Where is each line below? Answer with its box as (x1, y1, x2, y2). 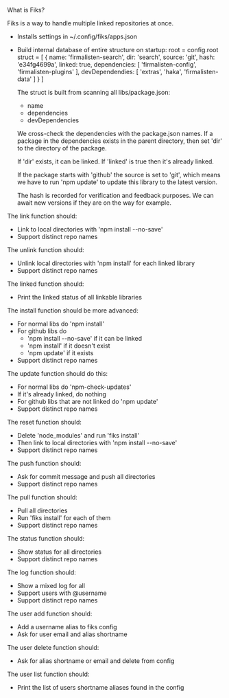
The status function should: (7, 534, 85, 542)
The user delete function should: (7, 644, 99, 651)
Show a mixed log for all (16, 582, 86, 589)
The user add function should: (7, 609, 93, 618)
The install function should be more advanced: (7, 306, 138, 315)
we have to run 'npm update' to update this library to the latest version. (16, 178, 218, 186)
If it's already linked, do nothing (16, 390, 106, 398)
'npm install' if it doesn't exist (27, 341, 111, 350)
